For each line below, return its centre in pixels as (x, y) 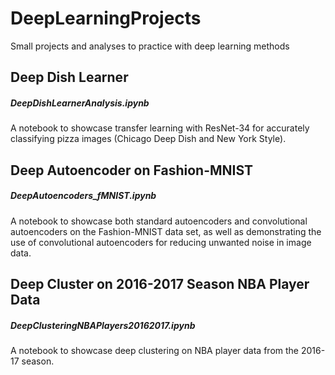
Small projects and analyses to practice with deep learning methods (150, 46)
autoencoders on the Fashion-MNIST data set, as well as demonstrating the (166, 231)
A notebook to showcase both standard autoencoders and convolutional (159, 221)
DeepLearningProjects (106, 18)
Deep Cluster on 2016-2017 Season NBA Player (160, 284)
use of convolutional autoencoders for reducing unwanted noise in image (161, 242)
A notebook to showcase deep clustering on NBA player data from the (154, 351)
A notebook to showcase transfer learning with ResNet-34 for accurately (160, 128)
